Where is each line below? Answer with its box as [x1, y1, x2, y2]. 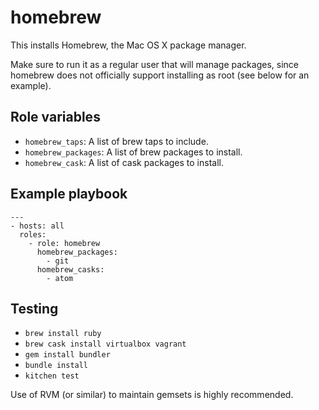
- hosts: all [10, 221, 65, 231]
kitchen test [24, 371, 80, 381]
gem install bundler [24, 350, 111, 360]
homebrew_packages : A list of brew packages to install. [24, 146, 243, 158]
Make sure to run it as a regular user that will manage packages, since [10, 58, 299, 70]
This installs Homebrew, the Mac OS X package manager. [10, 39, 247, 51]
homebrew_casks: [36, 264, 105, 275]
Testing [10, 300, 59, 317]
